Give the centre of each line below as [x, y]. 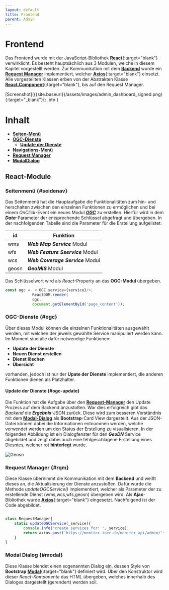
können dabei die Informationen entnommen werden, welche [80, 423]
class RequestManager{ [29, 519]
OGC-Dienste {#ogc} [31, 317]
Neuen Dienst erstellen [37, 354]
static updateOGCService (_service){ [53, 524]
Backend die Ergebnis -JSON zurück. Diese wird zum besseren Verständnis [83, 413]
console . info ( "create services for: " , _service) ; [76, 528]
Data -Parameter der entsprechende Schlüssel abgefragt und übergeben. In [83, 218]
